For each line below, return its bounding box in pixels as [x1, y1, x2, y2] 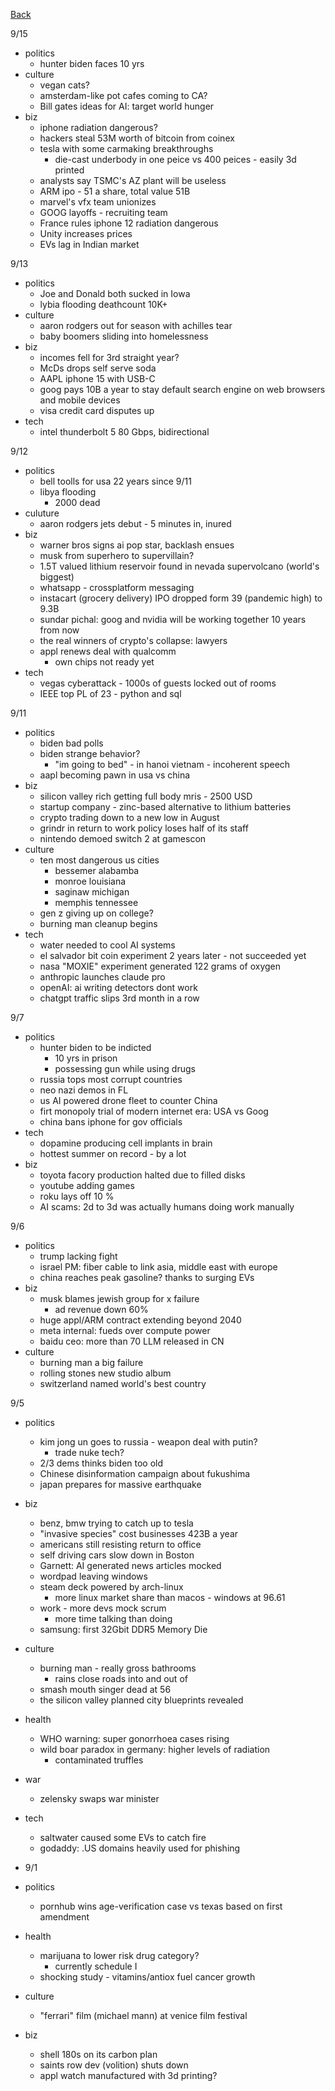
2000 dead [54, 497, 101, 508]
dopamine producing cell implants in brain [39, 1137, 213, 1149]
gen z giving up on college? [39, 907, 154, 919]
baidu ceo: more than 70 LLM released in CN [39, 1335, 225, 1347]
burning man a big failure [39, 1357, 144, 1368]
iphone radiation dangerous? [39, 122, 158, 133]
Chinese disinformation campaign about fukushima [39, 1468, 251, 1479]
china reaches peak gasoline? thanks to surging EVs [39, 1272, 255, 1283]
